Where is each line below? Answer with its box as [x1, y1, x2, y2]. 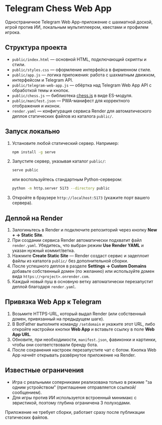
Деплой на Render [5, 214, 63, 222]
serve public [12, 168, 39, 173]
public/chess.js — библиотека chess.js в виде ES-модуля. [12, 92, 133, 98]
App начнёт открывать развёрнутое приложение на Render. [12, 352, 136, 358]
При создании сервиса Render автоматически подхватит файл [12, 237, 142, 243]
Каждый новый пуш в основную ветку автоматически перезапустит [12, 279, 153, 284]
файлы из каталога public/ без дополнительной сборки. [12, 258, 129, 264]
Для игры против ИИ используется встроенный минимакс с [12, 394, 137, 400]
